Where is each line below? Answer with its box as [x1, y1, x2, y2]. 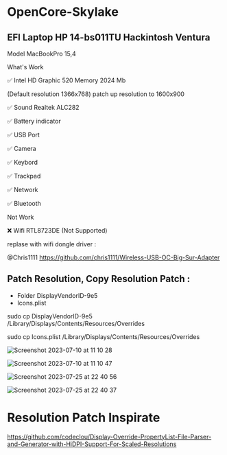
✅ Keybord [7, 159, 38, 166]
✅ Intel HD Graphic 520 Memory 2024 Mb [7, 76, 126, 84]
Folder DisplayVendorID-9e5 [16, 291, 98, 299]
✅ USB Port [7, 131, 40, 139]
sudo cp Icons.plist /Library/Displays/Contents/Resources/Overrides [7, 332, 200, 340]
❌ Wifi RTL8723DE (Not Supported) [7, 226, 108, 234]
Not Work [7, 213, 34, 221]
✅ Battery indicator [7, 117, 62, 125]
